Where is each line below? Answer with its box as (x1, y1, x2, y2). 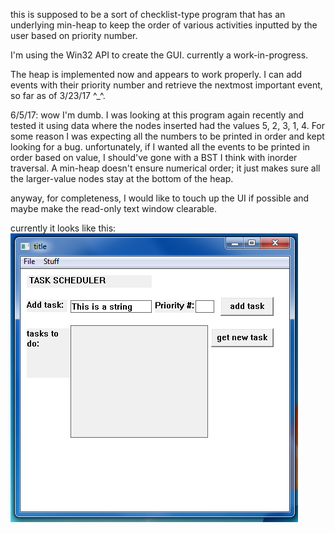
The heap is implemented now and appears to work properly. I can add (10, 69, 303, 80)
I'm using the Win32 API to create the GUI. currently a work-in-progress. (10, 49, 309, 61)
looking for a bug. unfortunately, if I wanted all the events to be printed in (10, 141, 311, 153)
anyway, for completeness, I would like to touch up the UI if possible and (10, 192, 310, 204)
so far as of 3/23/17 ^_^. (10, 90, 106, 101)
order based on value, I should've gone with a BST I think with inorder (10, 152, 298, 163)
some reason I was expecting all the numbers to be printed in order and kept (10, 130, 325, 142)
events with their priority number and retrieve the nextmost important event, (10, 79, 323, 91)
